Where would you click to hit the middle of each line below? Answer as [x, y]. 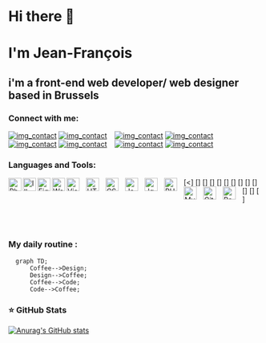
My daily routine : [43, 244]
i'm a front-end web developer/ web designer [124, 82]
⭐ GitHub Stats [38, 310]
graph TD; [32, 261]
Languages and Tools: [52, 165]
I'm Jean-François [71, 53]
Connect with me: [44, 118]
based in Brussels [54, 95]
